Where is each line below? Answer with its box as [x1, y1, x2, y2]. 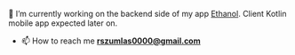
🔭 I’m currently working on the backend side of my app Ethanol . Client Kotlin [8, 9, 287, 19]
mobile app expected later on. [8, 18, 118, 28]
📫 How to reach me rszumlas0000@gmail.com [20, 35, 201, 46]
